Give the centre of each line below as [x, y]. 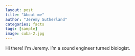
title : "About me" [25, 15]
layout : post [19, 10]
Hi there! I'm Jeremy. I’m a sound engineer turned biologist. [68, 48]
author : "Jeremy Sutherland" [36, 19]
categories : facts [25, 24]
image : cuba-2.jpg [25, 34]
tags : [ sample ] [21, 29]
